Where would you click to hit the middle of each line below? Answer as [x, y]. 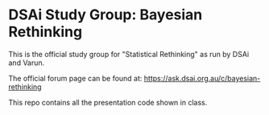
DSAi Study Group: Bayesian [106, 15]
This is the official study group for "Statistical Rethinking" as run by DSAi [129, 54]
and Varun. [27, 63]
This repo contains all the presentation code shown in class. [108, 102]
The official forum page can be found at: [75, 78]
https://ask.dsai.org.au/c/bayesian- [202, 78]
